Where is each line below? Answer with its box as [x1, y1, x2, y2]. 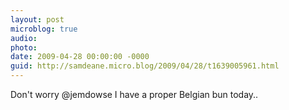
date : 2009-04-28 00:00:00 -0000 [10, 52, 150, 62]
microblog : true [10, 24, 78, 34]
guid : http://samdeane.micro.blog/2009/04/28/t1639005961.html [10, 61, 280, 71]
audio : [10, 33, 38, 43]
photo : [10, 42, 38, 53]
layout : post [10, 14, 65, 25]
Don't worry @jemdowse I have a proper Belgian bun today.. [10, 89, 259, 100]
